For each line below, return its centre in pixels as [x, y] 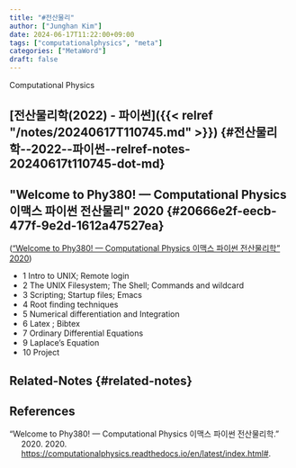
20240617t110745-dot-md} [87, 164]
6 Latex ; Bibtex [51, 324]
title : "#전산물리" [42, 18]
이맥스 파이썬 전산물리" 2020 [87, 211]
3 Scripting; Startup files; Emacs [82, 295]
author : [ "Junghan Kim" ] [56, 26]
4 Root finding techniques [70, 305]
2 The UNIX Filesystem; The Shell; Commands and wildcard [133, 285]
